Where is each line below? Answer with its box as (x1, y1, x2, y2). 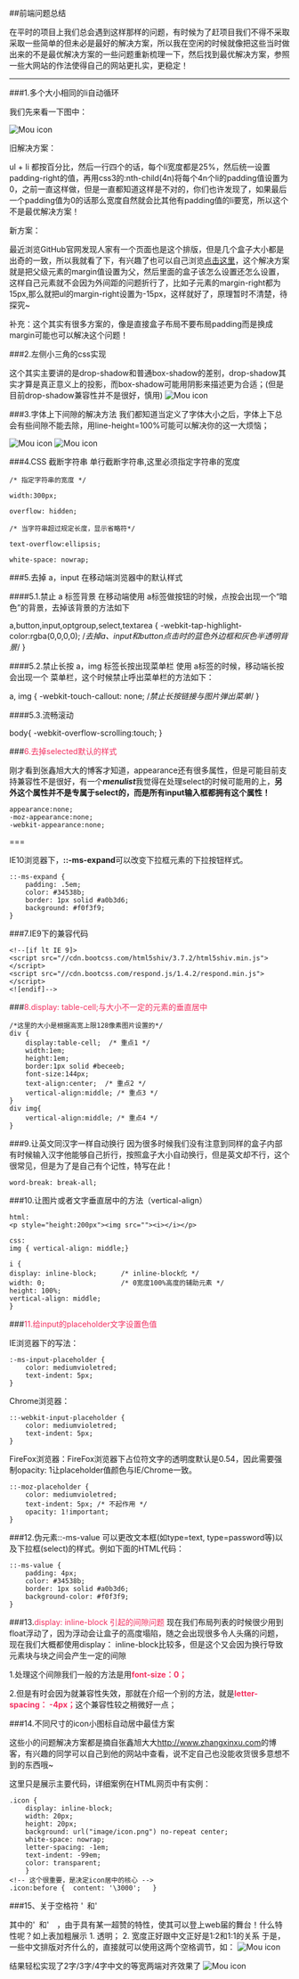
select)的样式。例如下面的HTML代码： (43, 1543, 184, 1554)
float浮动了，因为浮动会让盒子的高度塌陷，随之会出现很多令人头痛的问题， (9, 1628, 283, 1638)
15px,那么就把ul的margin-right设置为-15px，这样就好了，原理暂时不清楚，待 (9, 289, 288, 299)
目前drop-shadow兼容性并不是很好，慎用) (9, 390, 163, 400)
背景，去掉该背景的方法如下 (28, 603, 131, 612)
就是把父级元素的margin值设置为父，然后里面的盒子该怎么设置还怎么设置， (9, 267, 285, 276)
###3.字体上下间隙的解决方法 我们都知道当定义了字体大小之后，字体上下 (9, 409, 275, 419)
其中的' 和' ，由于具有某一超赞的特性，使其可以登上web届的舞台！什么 (9, 1919, 276, 1930)
